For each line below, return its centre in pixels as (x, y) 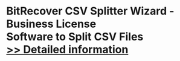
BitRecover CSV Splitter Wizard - (90, 11)
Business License (51, 24)
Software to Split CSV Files (75, 37)
